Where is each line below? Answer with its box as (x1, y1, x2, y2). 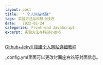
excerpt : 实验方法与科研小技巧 (5, 30, 61, 35)
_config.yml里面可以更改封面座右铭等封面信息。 (5, 54, 101, 60)
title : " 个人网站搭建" (5, 12, 51, 17)
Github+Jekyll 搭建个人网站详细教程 (5, 44, 77, 49)
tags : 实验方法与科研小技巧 (5, 16, 54, 21)
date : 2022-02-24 (5, 21, 45, 26)
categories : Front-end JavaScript (5, 25, 75, 30)
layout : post (5, 7, 32, 12)
